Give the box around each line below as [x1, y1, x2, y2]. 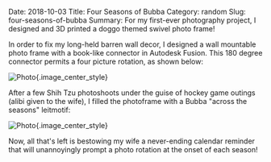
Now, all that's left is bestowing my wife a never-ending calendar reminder [8, 136, 256, 146]
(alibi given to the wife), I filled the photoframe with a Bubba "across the [8, 97, 248, 106]
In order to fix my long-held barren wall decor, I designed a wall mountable [8, 39, 256, 49]
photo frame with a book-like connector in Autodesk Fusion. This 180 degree [8, 48, 263, 57]
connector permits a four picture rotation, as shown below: [8, 56, 204, 66]
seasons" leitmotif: [8, 105, 71, 114]
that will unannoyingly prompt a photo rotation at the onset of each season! [8, 145, 258, 154]
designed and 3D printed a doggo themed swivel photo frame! [8, 24, 215, 33]
